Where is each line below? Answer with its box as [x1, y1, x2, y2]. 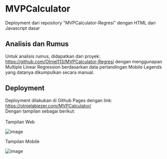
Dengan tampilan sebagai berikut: [5, 108, 76, 114]
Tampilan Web [5, 119, 35, 125]
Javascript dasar [5, 25, 40, 31]
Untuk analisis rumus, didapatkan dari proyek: [5, 53, 101, 59]
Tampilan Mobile [5, 138, 40, 144]
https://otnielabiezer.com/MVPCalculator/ [5, 102, 92, 109]
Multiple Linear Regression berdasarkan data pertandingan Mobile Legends [5, 64, 162, 70]
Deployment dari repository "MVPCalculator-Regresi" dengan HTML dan [5, 20, 156, 26]
